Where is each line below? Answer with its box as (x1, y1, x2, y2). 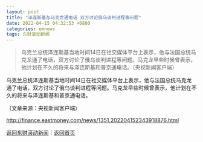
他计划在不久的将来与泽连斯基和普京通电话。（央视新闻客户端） (21, 64, 178, 71)
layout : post (6, 8, 39, 15)
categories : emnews (6, 25, 56, 32)
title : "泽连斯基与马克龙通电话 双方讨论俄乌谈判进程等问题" (6, 15, 141, 21)
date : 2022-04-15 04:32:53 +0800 (6, 20, 91, 26)
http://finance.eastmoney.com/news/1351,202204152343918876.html (6, 117, 179, 124)
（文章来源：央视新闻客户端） (6, 105, 80, 112)
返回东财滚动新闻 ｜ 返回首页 (6, 129, 76, 137)
